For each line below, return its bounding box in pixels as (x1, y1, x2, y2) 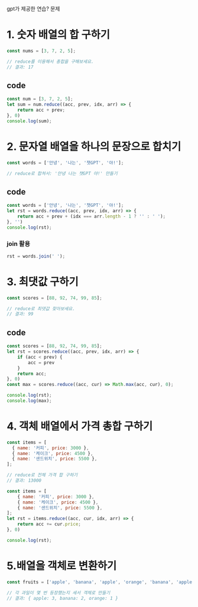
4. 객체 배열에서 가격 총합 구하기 (7, 420, 153, 433)
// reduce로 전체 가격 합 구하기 (7, 472, 78, 478)
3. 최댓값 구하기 (7, 275, 79, 288)
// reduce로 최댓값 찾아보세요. (7, 306, 76, 311)
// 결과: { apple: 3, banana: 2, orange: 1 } (7, 595, 119, 601)
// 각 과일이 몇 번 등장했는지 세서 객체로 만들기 (7, 590, 111, 596)
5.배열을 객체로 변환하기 (7, 559, 117, 573)
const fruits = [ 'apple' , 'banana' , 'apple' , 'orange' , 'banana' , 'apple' (7, 579, 195, 585)
